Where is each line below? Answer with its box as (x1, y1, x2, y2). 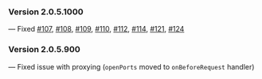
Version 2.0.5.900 (8, 44, 81, 55)
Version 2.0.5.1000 (8, 6, 84, 17)
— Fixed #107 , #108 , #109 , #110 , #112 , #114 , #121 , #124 (8, 24, 185, 34)
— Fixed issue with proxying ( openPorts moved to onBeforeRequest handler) (8, 62, 255, 71)
